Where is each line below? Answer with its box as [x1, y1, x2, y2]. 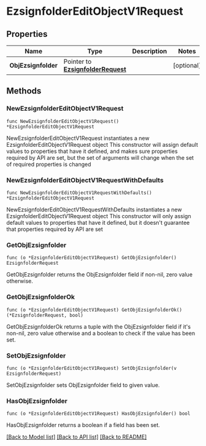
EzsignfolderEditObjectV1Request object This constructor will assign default [6, 141, 198, 148]
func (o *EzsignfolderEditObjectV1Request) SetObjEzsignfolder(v [6, 365, 177, 371]
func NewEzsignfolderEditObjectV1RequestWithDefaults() [6, 189, 152, 196]
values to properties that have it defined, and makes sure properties [6, 147, 178, 155]
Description [132, 47, 167, 55]
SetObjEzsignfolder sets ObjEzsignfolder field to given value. [6, 381, 160, 388]
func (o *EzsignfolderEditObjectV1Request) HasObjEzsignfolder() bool [6, 410, 191, 417]
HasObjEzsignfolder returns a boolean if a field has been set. [6, 421, 161, 429]
